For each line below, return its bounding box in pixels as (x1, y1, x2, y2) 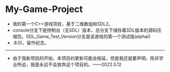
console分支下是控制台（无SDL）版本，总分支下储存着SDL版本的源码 (12, 27, 157, 33)
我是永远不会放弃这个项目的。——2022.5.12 (30, 61, 122, 67)
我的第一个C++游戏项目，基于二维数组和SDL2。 (12, 21, 113, 27)
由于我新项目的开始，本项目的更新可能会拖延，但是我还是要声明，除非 (12, 55, 159, 61)
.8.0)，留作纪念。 (12, 39, 49, 46)
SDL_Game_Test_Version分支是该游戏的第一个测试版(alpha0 (26, 33, 151, 39)
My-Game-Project (5, 4, 83, 15)
